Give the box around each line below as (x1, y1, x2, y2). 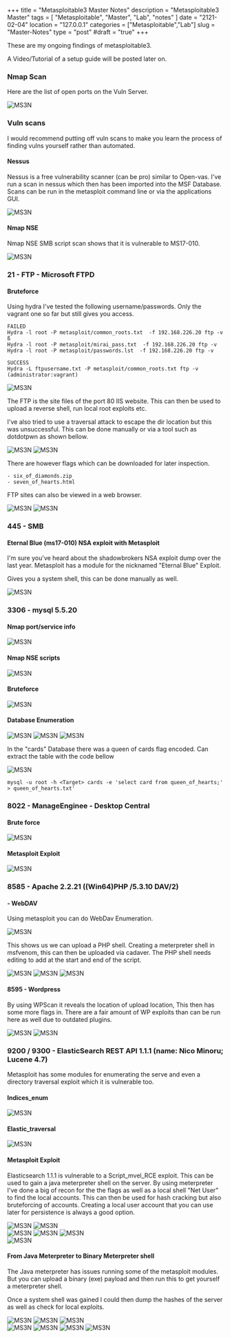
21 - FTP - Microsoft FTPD (7, 270, 95, 279)
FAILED (7, 323, 26, 331)
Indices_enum (7, 1093, 48, 1102)
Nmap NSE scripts (7, 653, 61, 662)
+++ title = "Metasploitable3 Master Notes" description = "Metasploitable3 (7, 6, 219, 14)
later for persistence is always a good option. (7, 1208, 136, 1216)
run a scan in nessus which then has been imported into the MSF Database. (7, 180, 222, 188)
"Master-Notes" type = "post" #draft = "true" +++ (7, 28, 149, 36)
